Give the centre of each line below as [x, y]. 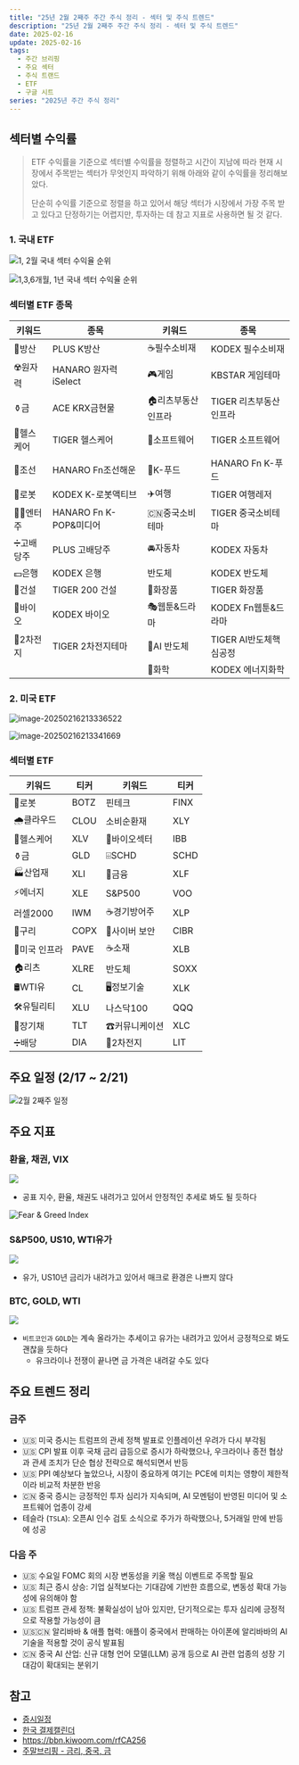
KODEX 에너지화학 [247, 669]
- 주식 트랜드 [39, 76]
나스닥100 [127, 1007]
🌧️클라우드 [35, 820]
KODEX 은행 [77, 573]
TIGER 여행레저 [241, 494]
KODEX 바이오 [81, 615]
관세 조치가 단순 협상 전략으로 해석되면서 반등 [110, 1463]
